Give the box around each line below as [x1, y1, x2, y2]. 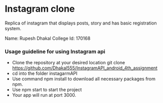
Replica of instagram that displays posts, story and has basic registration [5, 20, 157, 26]
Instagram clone [5, 3, 75, 15]
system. [5, 25, 21, 31]
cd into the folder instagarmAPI [12, 70, 78, 76]
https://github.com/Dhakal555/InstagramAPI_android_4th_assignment [12, 65, 158, 71]
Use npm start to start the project [12, 87, 82, 93]
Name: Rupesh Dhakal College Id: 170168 [5, 35, 91, 41]
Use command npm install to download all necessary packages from [12, 76, 156, 82]
